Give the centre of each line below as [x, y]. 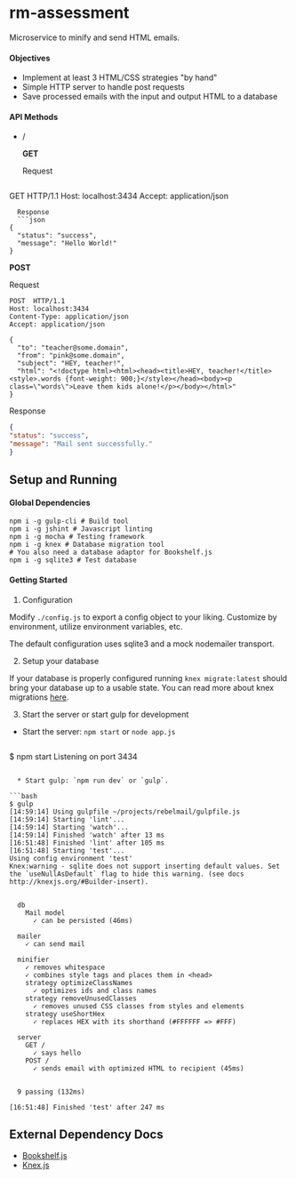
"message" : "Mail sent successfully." [81, 444]
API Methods [34, 116]
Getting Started [39, 580]
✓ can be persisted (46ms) [83, 920]
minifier [33, 959]
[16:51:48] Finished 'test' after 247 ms [87, 1107]
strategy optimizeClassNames [79, 982]
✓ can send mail [56, 944]
